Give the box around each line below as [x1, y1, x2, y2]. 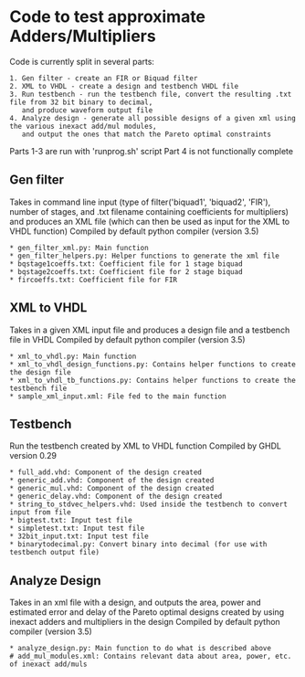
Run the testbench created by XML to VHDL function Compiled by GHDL [9, 440, 281, 451]
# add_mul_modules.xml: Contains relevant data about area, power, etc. [9, 651, 292, 661]
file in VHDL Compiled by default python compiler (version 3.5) [9, 333, 246, 344]
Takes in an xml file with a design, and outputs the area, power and [9, 597, 261, 608]
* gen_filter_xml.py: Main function [9, 243, 149, 252]
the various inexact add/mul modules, [9, 122, 157, 131]
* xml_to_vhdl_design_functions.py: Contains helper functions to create [9, 359, 297, 369]
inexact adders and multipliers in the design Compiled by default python [9, 617, 280, 628]
